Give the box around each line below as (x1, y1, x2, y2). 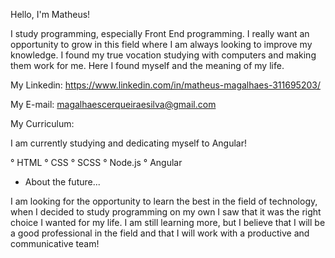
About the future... (24, 176, 101, 188)
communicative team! (10, 238, 100, 249)
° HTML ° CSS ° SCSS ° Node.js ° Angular (10, 157, 183, 168)
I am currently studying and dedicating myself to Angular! (10, 137, 247, 149)
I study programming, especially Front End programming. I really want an (10, 28, 310, 39)
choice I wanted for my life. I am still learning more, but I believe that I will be (10, 217, 326, 228)
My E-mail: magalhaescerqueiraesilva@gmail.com (10, 99, 217, 110)
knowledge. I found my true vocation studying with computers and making (10, 49, 317, 61)
